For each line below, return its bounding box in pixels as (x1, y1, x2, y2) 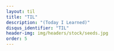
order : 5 (6, 36, 27, 42)
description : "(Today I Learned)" (6, 19, 91, 25)
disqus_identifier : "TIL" (6, 25, 69, 31)
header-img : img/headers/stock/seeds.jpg (6, 30, 109, 36)
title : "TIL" (6, 14, 38, 20)
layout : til (6, 8, 35, 15)
